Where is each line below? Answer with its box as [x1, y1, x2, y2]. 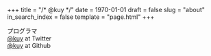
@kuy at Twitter [7, 34, 52, 43]
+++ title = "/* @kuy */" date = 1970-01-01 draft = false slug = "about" [7, 6, 206, 13]
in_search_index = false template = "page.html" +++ [7, 13, 155, 21]
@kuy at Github [7, 42, 51, 49]
